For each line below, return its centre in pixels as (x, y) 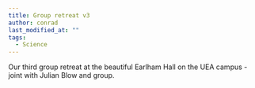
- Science (31, 45)
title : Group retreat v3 (49, 15)
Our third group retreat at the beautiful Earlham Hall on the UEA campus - (128, 67)
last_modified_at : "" (44, 30)
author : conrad (33, 23)
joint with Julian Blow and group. (61, 75)
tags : (17, 37)
